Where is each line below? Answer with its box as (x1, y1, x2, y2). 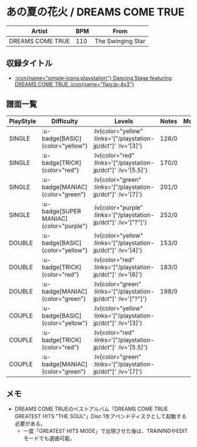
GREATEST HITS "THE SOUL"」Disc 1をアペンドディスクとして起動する (14, 413, 187, 420)
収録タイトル (6, 58, 53, 68)
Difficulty (51, 117, 78, 125)
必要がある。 (14, 420, 46, 427)
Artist (31, 27, 48, 35)
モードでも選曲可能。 (23, 435, 75, 442)
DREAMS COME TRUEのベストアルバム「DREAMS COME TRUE (14, 405, 168, 412)
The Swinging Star (94, 36, 145, 45)
